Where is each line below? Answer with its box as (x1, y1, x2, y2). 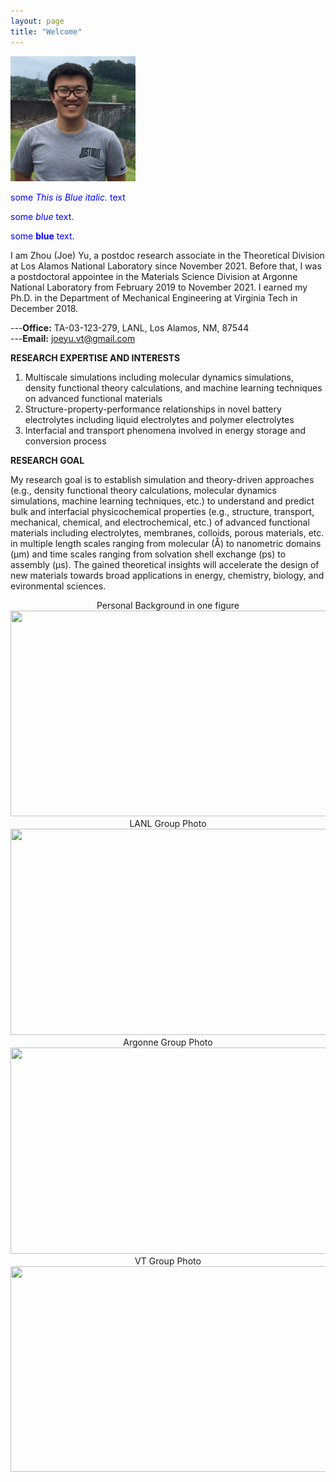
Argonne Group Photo (123, 1036, 213, 1048)
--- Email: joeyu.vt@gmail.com (10, 332, 136, 344)
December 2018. (10, 302, 79, 314)
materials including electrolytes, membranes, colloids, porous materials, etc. (10, 526, 325, 539)
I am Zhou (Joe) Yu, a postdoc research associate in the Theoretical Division (10, 249, 325, 261)
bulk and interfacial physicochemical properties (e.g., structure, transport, (10, 505, 315, 517)
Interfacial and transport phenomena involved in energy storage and (24, 424, 307, 436)
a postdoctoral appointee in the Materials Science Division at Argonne (10, 270, 298, 282)
